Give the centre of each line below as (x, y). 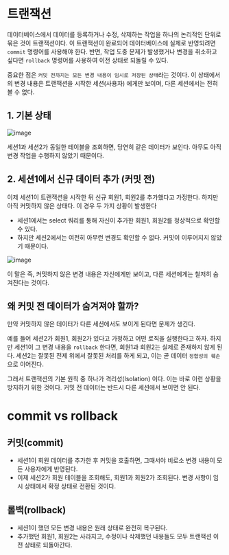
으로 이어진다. (26, 364)
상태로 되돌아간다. (48, 545)
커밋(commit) (35, 443)
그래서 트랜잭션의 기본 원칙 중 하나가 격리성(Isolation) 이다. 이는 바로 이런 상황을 (114, 379)
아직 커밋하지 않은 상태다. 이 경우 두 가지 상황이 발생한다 (82, 205)
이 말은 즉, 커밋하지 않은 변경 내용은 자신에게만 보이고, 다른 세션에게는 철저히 (109, 274)
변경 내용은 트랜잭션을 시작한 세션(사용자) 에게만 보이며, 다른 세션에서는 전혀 (116, 83)
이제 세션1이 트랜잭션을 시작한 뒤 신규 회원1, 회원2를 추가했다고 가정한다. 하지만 (113, 197)
